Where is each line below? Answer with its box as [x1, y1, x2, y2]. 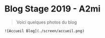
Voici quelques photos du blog [16, 19, 77, 25]
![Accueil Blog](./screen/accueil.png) [4, 28, 85, 33]
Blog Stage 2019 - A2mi [4, 3, 101, 14]
